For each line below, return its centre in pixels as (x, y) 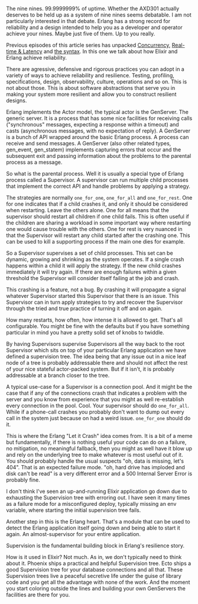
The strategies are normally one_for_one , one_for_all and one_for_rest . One (99, 198)
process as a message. (34, 162)
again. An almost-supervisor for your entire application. (73, 534)
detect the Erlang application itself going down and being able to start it (93, 528)
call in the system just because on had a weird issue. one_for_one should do (98, 418)
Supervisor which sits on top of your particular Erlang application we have (96, 350)
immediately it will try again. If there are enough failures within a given (91, 272)
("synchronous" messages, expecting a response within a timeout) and (92, 124)
